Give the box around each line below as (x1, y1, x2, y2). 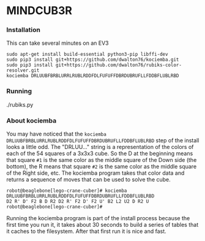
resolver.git (6, 67, 40, 74)
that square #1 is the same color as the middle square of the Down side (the (6, 156, 197, 164)
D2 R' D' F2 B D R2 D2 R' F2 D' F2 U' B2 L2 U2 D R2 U (6, 199, 149, 205)
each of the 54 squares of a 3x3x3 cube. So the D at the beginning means (6, 150, 193, 157)
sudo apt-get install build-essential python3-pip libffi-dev (6, 52, 168, 58)
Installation (6, 26, 41, 34)
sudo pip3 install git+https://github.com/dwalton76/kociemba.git (6, 56, 179, 63)
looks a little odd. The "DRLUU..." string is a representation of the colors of (6, 143, 194, 151)
